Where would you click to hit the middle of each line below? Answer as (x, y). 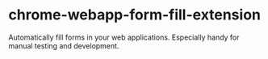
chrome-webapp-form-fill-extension (134, 15)
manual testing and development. (64, 45)
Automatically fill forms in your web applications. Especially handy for (124, 37)
